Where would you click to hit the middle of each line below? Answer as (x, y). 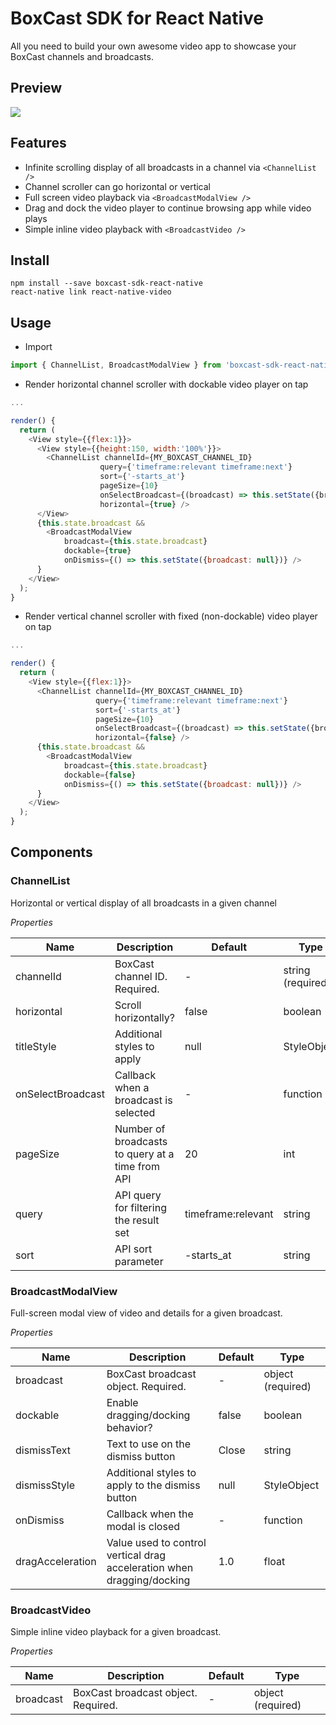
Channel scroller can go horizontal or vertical (117, 186)
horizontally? (144, 1017)
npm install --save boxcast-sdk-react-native (106, 283)
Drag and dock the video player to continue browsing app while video (168, 208)
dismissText (43, 1450)
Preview (36, 88)
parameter (139, 1261)
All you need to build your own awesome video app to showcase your (153, 46)
